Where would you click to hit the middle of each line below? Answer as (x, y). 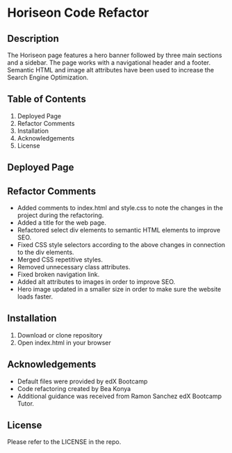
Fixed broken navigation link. (58, 275)
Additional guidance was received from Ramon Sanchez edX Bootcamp (119, 396)
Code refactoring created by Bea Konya (74, 388)
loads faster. (35, 296)
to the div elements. (45, 253)
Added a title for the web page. (61, 223)
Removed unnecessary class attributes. (74, 267)
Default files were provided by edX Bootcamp (82, 381)
